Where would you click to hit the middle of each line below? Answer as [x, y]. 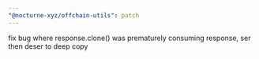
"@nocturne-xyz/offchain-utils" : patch [74, 15]
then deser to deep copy [48, 46]
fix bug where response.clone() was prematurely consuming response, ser [129, 38]
